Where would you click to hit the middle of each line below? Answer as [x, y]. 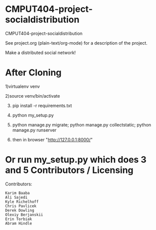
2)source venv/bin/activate [33, 96]
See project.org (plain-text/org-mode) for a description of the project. [76, 43]
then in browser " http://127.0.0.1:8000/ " [52, 139]
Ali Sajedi [16, 197]
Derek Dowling [20, 210]
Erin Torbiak [19, 219]
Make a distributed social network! [40, 53]
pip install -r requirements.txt [42, 106]
